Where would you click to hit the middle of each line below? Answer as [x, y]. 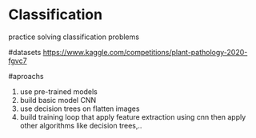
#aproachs [26, 76]
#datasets [25, 52]
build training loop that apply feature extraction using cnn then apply [133, 116]
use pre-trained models [58, 91]
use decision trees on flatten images [80, 108]
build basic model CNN [58, 100]
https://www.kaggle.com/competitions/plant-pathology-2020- [145, 52]
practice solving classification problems [74, 37]
